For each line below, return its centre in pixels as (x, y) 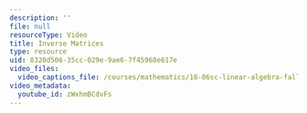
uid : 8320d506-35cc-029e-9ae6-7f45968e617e (94, 60)
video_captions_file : (59, 77)
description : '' (40, 18)
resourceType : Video (49, 35)
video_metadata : (40, 86)
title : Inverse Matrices (57, 43)
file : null (30, 26)
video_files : (34, 69)
